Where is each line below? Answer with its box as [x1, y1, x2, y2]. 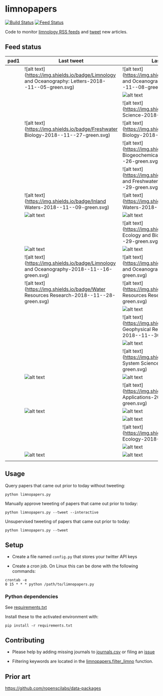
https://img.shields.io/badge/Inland [26, 198, 106, 204]
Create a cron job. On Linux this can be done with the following [12, 563, 138, 569]
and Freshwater [122, 178, 159, 184]
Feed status [5, 43, 42, 51]
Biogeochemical [122, 151, 159, 158]
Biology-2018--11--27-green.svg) [24, 132, 111, 138]
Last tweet [58, 57, 84, 64]
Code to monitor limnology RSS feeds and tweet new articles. [5, 29, 128, 34]
